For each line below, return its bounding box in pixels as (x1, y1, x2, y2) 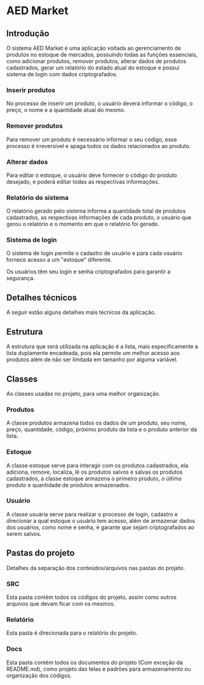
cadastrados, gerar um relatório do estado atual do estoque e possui (6, 64, 179, 71)
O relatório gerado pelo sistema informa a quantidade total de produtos (6, 207, 186, 215)
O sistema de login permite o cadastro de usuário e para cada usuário (6, 249, 183, 257)
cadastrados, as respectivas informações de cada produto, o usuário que (6, 214, 192, 221)
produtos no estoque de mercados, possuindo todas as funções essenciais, (6, 51, 198, 58)
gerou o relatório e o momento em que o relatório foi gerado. (6, 221, 160, 228)
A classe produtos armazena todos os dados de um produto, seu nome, (6, 419, 187, 427)
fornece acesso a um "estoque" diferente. (6, 256, 112, 264)
